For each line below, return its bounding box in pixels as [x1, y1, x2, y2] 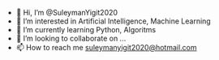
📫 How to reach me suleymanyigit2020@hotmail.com [15, 43, 197, 52]
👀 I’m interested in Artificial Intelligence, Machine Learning [15, 16, 211, 26]
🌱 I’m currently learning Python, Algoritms [15, 25, 157, 34]
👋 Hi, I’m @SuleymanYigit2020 [15, 8, 118, 17]
